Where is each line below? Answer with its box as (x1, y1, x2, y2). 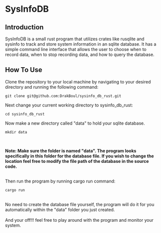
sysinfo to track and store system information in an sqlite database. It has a (5, 41, 157, 47)
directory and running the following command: (5, 84, 99, 90)
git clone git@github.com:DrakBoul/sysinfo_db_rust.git (5, 93, 121, 99)
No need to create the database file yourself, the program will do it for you (5, 201, 155, 207)
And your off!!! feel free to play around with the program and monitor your (5, 217, 154, 223)
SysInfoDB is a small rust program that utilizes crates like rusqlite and (5, 36, 144, 42)
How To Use (5, 66, 43, 74)
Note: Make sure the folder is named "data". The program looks (5, 148, 137, 154)
